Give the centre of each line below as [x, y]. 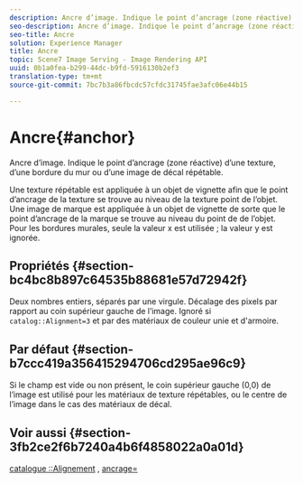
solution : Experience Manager [66, 43]
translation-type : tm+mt [56, 77]
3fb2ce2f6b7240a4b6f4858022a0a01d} [127, 446]
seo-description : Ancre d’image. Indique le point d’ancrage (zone [139, 26]
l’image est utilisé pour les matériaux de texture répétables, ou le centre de [148, 395]
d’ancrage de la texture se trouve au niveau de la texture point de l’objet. [143, 199]
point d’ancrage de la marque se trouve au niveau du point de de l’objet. [143, 218]
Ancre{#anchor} [72, 137]
